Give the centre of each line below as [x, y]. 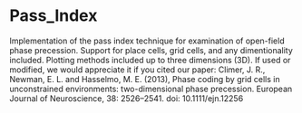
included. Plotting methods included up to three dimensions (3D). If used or [150, 60]
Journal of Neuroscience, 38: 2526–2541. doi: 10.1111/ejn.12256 [127, 98]
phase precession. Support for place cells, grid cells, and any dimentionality [151, 50]
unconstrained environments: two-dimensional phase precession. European [151, 89]
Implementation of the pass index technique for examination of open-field [147, 41]
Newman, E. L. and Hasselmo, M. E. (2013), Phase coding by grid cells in [145, 79]
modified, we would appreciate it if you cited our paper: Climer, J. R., [137, 70]
